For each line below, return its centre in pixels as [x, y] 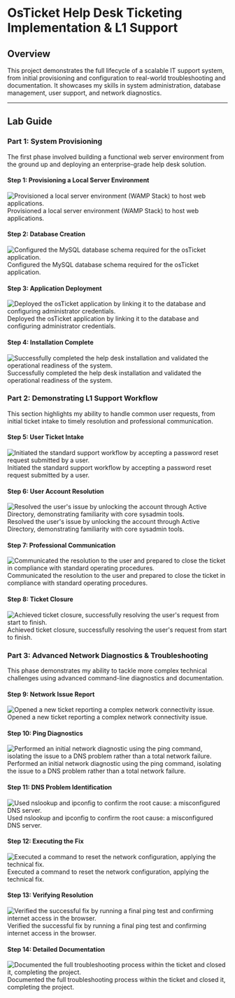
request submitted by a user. [48, 475]
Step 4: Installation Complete [51, 342]
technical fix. [26, 879]
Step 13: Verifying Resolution [50, 895]
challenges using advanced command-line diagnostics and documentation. [116, 677]
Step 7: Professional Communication [62, 545]
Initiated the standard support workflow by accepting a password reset [109, 467]
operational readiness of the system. [60, 380]
